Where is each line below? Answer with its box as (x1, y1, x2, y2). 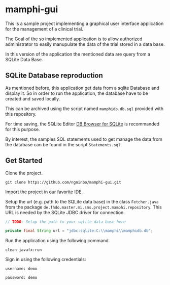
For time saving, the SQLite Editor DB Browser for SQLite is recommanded (5, 121, 160, 127)
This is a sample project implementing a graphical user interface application (5, 20, 164, 27)
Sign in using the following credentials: (5, 256, 86, 263)
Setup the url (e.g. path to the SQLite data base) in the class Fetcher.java (5, 198, 159, 204)
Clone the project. (5, 170, 43, 176)
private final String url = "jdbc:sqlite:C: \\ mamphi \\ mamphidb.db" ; (5, 228, 153, 234)
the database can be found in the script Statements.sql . (5, 141, 122, 147)
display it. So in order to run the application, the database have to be (5, 90, 148, 96)
